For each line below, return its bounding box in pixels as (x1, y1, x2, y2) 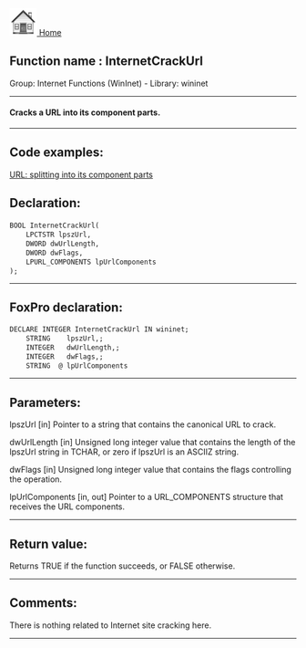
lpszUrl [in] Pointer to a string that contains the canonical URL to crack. (9, 419, 276, 430)
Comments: (9, 595, 77, 611)
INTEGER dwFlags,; (25, 352, 104, 361)
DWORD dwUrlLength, (25, 239, 100, 248)
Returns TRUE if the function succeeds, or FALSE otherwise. (9, 560, 236, 571)
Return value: (9, 536, 88, 551)
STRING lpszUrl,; (25, 334, 104, 343)
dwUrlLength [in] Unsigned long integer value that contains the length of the (9, 437, 296, 448)
